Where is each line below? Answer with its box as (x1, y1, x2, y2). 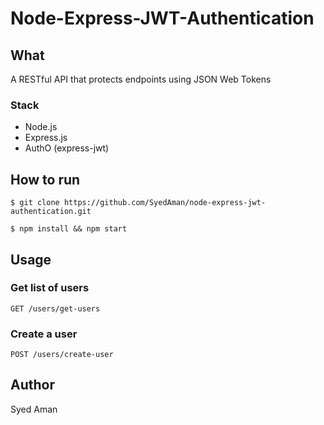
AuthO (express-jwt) (24, 142, 110, 154)
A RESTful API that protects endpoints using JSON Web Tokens (10, 73, 272, 85)
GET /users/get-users (10, 303, 101, 314)
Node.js (24, 121, 58, 133)
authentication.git (10, 207, 92, 217)
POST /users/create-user (10, 350, 114, 360)
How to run (10, 171, 81, 188)
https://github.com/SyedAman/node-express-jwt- (63, 198, 267, 208)
